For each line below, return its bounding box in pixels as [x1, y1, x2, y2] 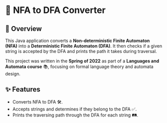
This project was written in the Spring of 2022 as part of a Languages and [5, 58, 159, 64]
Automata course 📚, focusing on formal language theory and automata [5, 63, 153, 69]
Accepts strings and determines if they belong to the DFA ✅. [12, 106, 137, 112]
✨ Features [5, 85, 40, 94]
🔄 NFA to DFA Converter [5, 4, 106, 16]
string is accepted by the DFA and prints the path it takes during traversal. [5, 48, 157, 54]
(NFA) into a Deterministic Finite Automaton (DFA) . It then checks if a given [5, 43, 162, 49]
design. [5, 71, 21, 76]
